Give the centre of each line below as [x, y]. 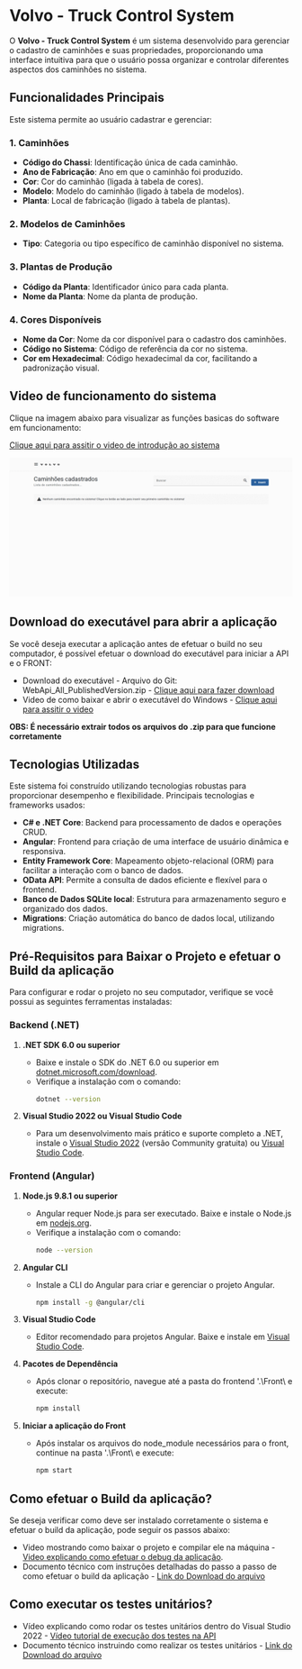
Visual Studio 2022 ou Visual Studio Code [102, 1116]
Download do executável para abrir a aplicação [143, 622]
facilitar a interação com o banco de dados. [103, 871]
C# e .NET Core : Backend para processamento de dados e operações [152, 823]
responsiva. [44, 852]
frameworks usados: [47, 805]
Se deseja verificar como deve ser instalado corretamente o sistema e [139, 1520]
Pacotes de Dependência [70, 1364]
